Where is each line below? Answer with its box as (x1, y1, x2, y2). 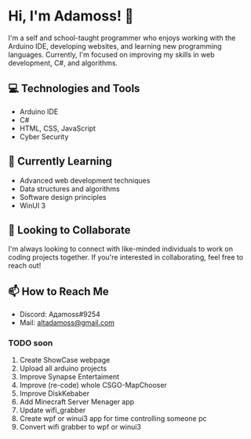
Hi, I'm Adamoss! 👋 (8, 7, 134, 25)
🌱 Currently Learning (8, 155, 112, 168)
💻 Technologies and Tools (8, 82, 140, 95)
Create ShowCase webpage (19, 356, 111, 365)
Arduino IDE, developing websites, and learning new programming (8, 41, 222, 50)
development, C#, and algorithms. (8, 58, 118, 68)
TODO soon (8, 338, 53, 349)
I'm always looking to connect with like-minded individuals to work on (8, 244, 234, 254)
